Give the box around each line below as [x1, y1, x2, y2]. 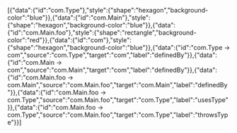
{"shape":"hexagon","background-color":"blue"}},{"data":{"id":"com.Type [7, 44, 223, 51]
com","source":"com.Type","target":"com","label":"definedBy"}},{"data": [7, 51, 217, 59]
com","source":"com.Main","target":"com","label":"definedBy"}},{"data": [7, 66, 218, 74]
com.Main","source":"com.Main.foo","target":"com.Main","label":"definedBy [7, 81, 228, 89]
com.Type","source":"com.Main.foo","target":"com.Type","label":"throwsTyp [7, 110, 229, 119]
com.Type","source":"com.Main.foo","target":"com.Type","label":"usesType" [7, 96, 229, 104]
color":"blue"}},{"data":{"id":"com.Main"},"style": [7, 13, 151, 22]
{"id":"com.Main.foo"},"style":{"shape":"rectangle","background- [7, 28, 197, 37]
